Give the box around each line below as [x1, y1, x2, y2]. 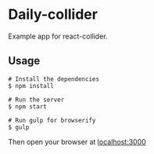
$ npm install [8, 82, 55, 90]
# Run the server [8, 96, 65, 104]
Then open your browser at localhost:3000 [8, 137, 146, 146]
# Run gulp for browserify [8, 116, 96, 124]
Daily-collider [8, 5, 98, 24]
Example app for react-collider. [8, 31, 108, 41]
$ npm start [8, 102, 47, 111]
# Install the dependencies [8, 75, 100, 83]
